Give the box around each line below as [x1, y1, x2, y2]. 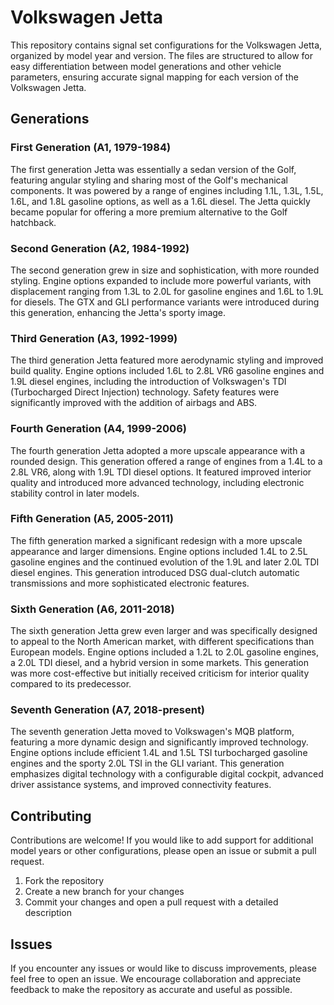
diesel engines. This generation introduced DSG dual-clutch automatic [10, 566, 300, 578]
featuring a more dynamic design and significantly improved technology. [10, 736, 309, 748]
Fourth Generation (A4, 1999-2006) [10, 422, 187, 436]
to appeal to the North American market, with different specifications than [10, 636, 315, 648]
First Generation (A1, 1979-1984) [10, 141, 172, 155]
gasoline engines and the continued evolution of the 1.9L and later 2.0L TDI [10, 556, 320, 568]
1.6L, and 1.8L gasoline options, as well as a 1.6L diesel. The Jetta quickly [10, 195, 311, 207]
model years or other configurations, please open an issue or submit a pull [10, 845, 317, 857]
